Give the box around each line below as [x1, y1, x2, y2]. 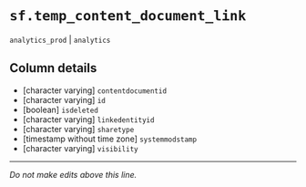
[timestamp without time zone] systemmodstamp [22, 133, 198, 144]
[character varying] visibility [22, 142, 138, 153]
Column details [9, 60, 97, 76]
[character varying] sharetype [22, 123, 135, 134]
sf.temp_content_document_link [9, 7, 247, 25]
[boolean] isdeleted [22, 104, 98, 115]
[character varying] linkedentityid [22, 113, 155, 125]
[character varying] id [22, 94, 107, 105]
